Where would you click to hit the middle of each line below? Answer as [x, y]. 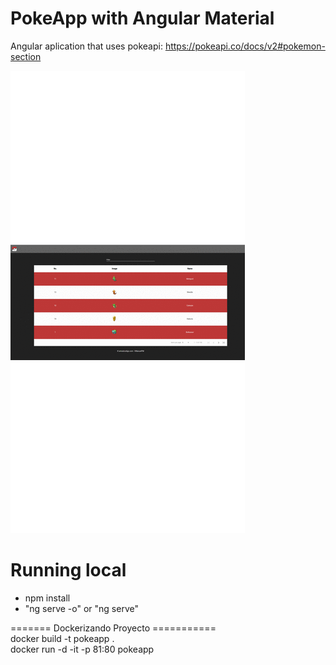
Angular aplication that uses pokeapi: [86, 46]
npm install [47, 598]
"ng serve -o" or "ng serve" [81, 608]
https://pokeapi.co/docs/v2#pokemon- [245, 46]
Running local [68, 570]
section [26, 56]
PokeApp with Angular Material [142, 18]
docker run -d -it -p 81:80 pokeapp [82, 649]
